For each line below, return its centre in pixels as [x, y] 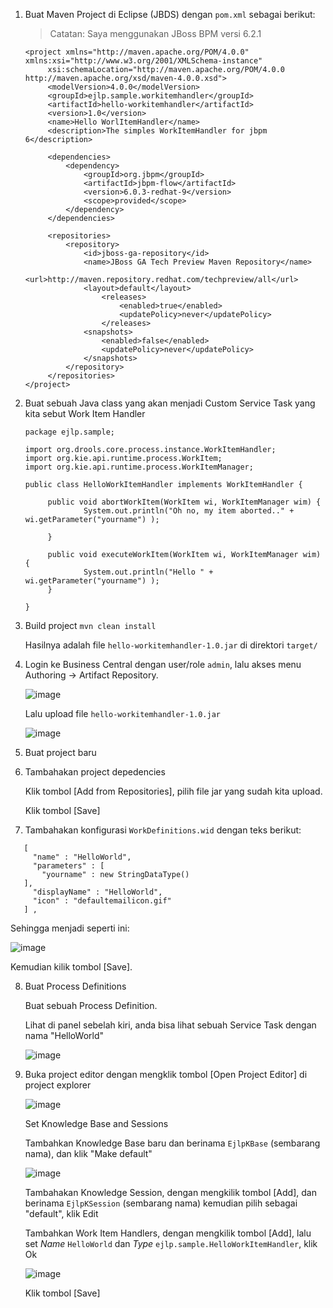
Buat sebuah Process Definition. [91, 1005]
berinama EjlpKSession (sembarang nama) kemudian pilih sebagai [161, 1203]
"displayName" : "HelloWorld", [97, 892]
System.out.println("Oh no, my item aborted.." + [189, 511]
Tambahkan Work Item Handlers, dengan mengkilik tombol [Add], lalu [168, 1233]
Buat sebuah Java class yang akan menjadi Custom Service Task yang [170, 403]
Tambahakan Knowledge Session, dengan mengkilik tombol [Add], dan [170, 1192]
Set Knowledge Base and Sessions [96, 1123]
